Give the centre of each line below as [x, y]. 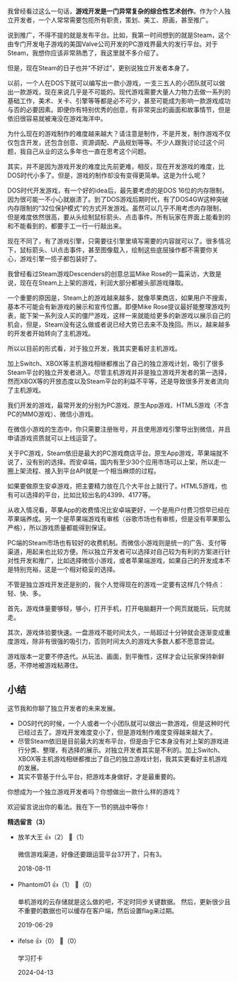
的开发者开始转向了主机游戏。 [51, 333]
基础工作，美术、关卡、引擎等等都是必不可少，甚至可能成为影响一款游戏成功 [119, 101]
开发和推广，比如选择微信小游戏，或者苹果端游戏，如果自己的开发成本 [122, 561]
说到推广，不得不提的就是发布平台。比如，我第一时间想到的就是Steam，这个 [119, 35]
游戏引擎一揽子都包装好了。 [60, 259]
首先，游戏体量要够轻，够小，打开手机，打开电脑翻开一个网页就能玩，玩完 [116, 609]
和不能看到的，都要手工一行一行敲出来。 [66, 226]
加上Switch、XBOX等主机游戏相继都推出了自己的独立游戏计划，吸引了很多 [116, 364]
